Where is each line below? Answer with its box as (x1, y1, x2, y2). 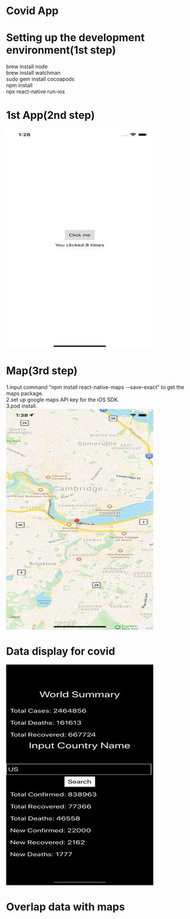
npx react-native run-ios (6, 88, 65, 95)
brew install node (6, 63, 48, 70)
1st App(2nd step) (6, 109, 95, 122)
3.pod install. (6, 402, 38, 409)
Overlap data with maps (6, 900, 125, 914)
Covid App (6, 4, 59, 18)
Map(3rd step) (6, 364, 78, 378)
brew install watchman (6, 69, 61, 76)
